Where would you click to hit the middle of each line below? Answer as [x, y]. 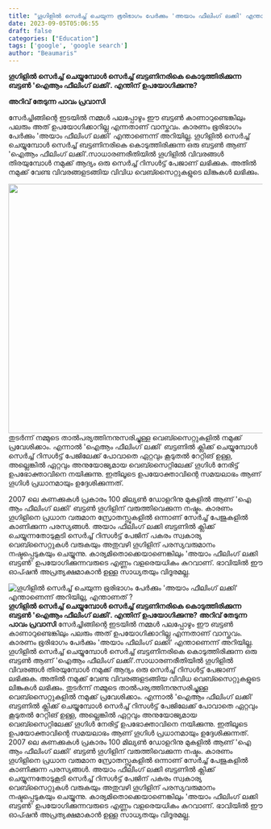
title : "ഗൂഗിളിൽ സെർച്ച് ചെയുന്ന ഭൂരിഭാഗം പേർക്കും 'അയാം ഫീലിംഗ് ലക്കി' [125, 16]
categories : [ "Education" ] [54, 38]
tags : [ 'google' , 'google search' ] [68, 46]
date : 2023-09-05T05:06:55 [54, 23]
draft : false [30, 31]
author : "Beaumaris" [43, 53]
